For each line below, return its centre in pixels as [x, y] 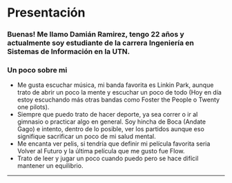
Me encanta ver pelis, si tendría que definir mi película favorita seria [114, 144]
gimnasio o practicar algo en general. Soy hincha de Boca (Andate [111, 122]
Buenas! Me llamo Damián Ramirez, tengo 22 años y [96, 35]
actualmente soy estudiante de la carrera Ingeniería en [101, 43]
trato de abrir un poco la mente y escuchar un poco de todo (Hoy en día [119, 93]
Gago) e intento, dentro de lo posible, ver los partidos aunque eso [111, 129]
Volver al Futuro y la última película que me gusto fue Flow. [101, 151]
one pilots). [33, 107]
